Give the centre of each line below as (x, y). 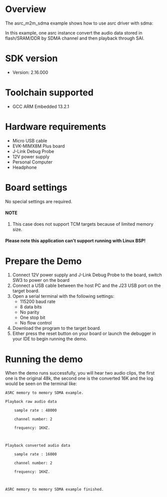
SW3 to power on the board (41, 280)
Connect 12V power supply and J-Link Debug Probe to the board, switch (87, 275)
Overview (26, 9)
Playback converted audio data (38, 446)
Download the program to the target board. (57, 328)
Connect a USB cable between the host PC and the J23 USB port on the (86, 286)
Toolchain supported (49, 93)
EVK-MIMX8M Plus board (38, 146)
